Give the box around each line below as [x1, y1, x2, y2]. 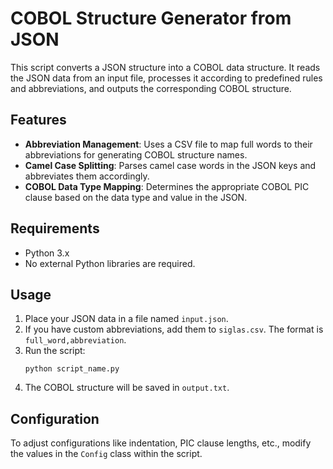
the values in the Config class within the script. [10, 448, 203, 460]
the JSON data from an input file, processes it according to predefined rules [10, 72, 323, 84]
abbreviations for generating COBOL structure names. [24, 148, 248, 161]
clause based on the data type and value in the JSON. [24, 191, 248, 203]
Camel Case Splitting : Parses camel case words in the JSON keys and [24, 159, 317, 171]
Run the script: [24, 345, 86, 357]
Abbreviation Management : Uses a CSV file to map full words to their [24, 138, 313, 150]
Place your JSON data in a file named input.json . [24, 313, 229, 325]
